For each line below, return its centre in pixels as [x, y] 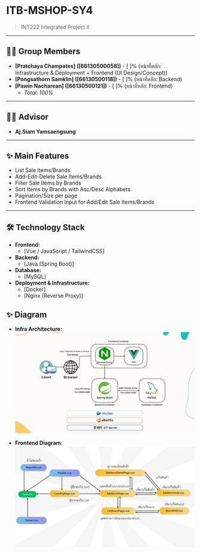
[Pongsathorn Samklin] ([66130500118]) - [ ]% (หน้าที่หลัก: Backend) [98, 79]
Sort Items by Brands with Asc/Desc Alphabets [72, 189]
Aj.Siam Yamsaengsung [45, 131]
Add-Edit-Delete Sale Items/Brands [58, 177]
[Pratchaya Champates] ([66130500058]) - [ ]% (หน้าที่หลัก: [88, 66]
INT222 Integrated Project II [55, 27]
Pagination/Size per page [46, 196]
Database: [28, 270]
